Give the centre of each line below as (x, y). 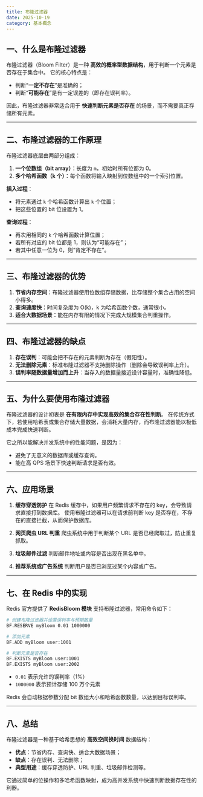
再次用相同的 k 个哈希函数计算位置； (60, 235)
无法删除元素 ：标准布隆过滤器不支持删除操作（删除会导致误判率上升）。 (104, 365)
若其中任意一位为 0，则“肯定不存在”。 (62, 250)
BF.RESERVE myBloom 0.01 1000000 (48, 626)
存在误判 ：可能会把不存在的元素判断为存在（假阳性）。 (82, 357)
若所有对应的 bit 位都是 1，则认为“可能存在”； (72, 242)
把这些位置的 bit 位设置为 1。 (50, 209)
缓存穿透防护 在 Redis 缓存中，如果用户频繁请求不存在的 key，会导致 (101, 505)
